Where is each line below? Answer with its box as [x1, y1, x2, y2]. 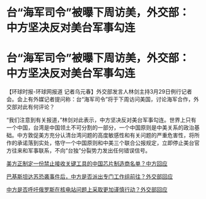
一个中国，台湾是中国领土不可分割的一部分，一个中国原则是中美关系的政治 [6, 124, 194, 132]
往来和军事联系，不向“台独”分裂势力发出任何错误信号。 [11, 147, 151, 154]
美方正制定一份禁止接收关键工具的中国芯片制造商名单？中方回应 [6, 160, 167, 167]
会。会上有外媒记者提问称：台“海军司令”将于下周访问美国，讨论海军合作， [6, 96, 194, 103]
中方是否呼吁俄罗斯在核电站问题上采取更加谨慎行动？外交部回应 [6, 186, 167, 193]
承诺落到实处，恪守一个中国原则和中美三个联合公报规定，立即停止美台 [17, 139, 194, 147]
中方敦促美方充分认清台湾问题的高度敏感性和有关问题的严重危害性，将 [17, 132, 194, 139]
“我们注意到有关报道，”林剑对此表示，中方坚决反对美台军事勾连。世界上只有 [6, 116, 197, 124]
